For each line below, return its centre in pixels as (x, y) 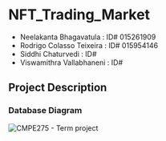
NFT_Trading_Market (79, 15)
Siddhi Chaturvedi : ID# (58, 54)
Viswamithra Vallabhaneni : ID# (71, 62)
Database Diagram (45, 111)
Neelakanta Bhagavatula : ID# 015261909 (88, 37)
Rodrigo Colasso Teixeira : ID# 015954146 (89, 45)
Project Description (58, 88)
